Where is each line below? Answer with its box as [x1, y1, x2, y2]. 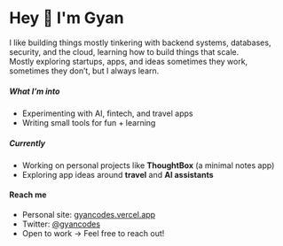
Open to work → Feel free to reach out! [21, 228, 165, 239]
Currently [9, 137, 46, 149]
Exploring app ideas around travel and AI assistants [21, 169, 215, 180]
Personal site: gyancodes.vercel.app [21, 210, 156, 220]
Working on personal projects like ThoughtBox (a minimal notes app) [21, 159, 275, 171]
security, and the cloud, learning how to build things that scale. [9, 46, 240, 57]
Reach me [9, 189, 47, 200]
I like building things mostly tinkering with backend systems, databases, [9, 37, 271, 48]
